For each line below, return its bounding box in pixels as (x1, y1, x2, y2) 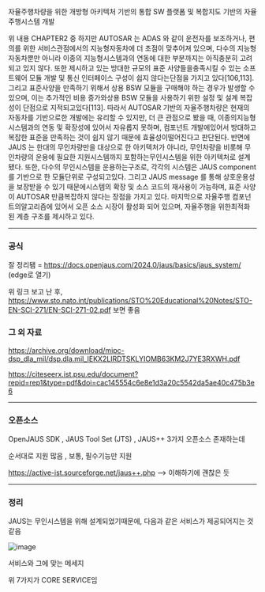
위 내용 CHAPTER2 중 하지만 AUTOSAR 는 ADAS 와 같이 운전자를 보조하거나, (8, 34, 247, 43)
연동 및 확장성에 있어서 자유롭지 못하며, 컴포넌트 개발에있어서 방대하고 (42, 123, 257, 132)
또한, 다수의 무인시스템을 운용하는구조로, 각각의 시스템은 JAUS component (24, 162, 256, 172)
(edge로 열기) (8, 270, 51, 279)
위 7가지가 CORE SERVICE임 (8, 575, 98, 585)
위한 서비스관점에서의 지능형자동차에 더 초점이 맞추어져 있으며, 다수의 (22, 44, 236, 53)
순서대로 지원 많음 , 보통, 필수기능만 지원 (8, 450, 132, 461)
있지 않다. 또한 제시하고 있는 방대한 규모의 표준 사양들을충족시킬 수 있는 (22, 63, 242, 73)
